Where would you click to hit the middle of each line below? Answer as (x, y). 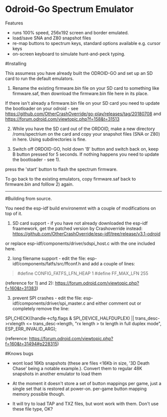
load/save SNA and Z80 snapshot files (52, 38)
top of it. (14, 213)
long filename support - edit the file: (49, 258)
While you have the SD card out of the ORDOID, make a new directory (83, 129)
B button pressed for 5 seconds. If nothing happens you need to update (85, 154)
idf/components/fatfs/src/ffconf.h (46, 263)
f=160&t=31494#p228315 (31, 344)
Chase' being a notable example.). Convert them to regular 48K (77, 368)
